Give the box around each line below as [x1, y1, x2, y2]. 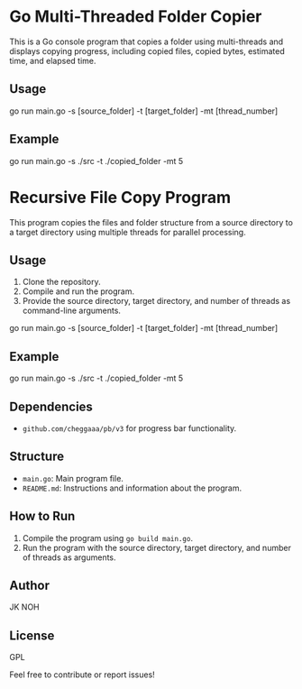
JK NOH [9, 602, 40, 612]
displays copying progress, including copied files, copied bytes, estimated [9, 45, 286, 56]
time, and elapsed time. [9, 55, 96, 66]
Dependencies [9, 399, 93, 414]
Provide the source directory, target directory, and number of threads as [22, 296, 291, 307]
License [9, 628, 55, 643]
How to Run [9, 509, 76, 524]
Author [9, 577, 50, 593]
